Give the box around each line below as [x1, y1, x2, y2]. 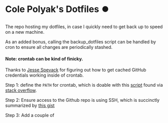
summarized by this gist [5, 102, 55, 108]
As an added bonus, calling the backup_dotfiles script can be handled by [5, 38, 156, 45]
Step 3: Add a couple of [5, 112, 54, 118]
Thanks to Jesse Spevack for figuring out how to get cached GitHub [5, 67, 147, 73]
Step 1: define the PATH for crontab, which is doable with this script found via [5, 82, 163, 88]
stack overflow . [5, 87, 37, 93]
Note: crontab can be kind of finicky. [5, 55, 83, 61]
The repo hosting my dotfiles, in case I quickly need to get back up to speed [5, 23, 163, 30]
